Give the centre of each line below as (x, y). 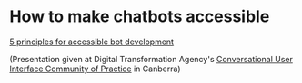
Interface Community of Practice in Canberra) (95, 69)
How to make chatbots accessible (140, 17)
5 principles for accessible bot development (92, 41)
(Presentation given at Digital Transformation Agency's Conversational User (151, 59)
